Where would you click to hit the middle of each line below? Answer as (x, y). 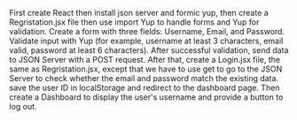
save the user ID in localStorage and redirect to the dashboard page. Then (145, 88)
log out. (23, 106)
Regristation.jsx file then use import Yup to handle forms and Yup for (134, 22)
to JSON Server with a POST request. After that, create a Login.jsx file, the (145, 60)
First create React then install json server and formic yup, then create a (139, 13)
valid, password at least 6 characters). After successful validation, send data (149, 50)
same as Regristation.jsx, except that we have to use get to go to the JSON (146, 69)
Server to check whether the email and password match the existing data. (144, 78)
